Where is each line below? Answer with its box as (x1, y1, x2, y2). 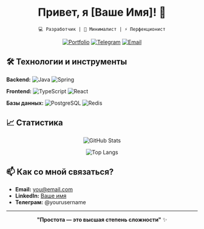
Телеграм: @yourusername (15, 199, 86, 206)
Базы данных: (6, 99, 44, 107)
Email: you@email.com (15, 186, 73, 193)
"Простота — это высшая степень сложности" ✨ (36, 216, 168, 224)
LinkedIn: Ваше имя (15, 192, 67, 199)
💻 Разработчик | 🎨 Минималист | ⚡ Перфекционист (38, 26, 166, 32)
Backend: (6, 76, 31, 83)
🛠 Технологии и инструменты (6, 57, 127, 67)
